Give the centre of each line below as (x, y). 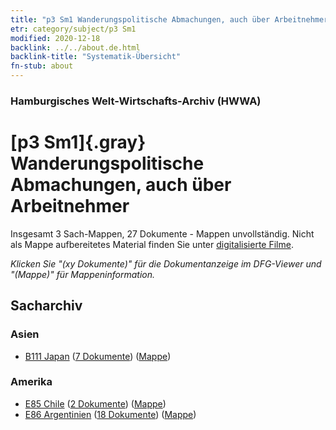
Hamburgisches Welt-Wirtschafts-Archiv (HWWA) (136, 101)
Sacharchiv (46, 306)
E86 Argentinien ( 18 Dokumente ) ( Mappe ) (110, 414)
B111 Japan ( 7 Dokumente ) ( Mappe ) (98, 356)
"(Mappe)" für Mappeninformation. (83, 274)
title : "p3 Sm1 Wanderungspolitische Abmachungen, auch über (140, 19)
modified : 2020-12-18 (55, 38)
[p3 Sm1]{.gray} (78, 142)
